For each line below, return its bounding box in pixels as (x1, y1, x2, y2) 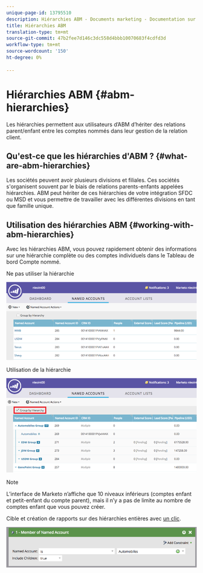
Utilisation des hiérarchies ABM (6, 220, 128, 230)
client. (6, 133, 22, 141)
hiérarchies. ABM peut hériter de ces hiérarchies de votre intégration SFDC (6, 190, 193, 197)
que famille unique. (6, 202, 54, 210)
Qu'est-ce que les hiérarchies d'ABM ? (6, 151, 154, 161)
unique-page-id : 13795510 (6, 10, 71, 16)
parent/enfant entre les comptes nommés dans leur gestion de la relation (6, 127, 188, 134)
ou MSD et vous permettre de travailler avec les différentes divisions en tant (6, 196, 195, 203)
